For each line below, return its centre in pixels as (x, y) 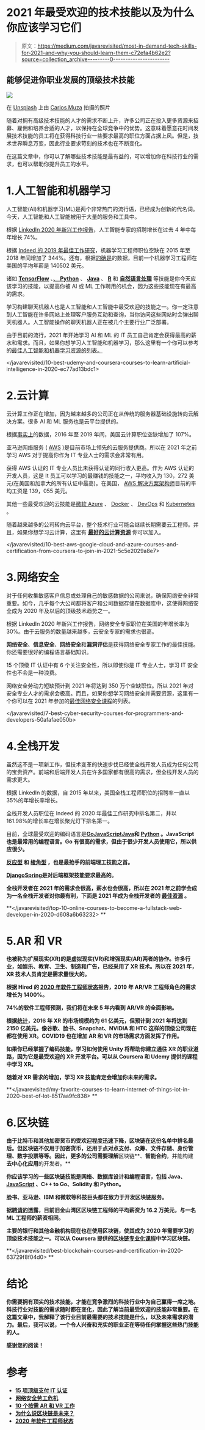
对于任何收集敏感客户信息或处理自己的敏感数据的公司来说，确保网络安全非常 (103, 595)
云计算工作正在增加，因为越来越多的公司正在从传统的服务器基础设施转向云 (100, 414)
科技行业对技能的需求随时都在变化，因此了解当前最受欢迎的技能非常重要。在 (103, 1310)
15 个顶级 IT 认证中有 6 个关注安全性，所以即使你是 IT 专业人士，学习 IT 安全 (102, 665)
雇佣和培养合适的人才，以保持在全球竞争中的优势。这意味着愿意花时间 (105, 128)
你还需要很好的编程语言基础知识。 (49, 652)
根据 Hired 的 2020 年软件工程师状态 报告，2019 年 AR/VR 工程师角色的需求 (101, 987)
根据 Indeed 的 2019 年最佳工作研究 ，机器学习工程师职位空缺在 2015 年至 (99, 250)
